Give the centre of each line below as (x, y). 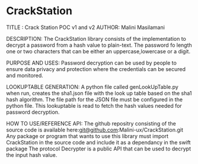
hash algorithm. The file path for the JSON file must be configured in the (94, 99)
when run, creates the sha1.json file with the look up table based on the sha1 (99, 93)
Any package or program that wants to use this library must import (87, 136)
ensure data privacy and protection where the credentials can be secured (96, 69)
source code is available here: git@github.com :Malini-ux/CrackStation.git (95, 130)
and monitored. (25, 75)
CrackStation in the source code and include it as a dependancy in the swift (98, 142)
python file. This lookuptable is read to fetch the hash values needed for (94, 105)
